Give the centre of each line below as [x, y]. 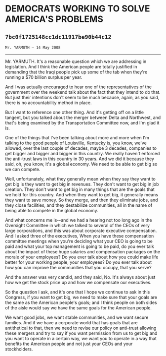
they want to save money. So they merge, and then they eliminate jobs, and [82, 200]
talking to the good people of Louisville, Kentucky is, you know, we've [76, 143]
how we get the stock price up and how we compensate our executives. [78, 282]
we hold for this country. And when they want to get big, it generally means [82, 195]
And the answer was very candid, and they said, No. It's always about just [80, 277]
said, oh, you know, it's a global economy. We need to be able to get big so [81, 164]
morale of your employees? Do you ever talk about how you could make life [82, 257]
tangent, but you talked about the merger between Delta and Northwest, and [83, 118]
